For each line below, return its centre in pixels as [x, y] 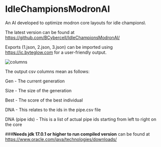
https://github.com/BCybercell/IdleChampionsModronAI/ [63, 37]
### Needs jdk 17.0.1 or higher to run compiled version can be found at [78, 134]
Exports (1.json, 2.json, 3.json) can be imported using [59, 47]
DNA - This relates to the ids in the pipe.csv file [53, 110]
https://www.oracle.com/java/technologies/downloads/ [61, 139]
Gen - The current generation [35, 81]
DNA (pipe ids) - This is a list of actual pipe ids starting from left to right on [81, 119]
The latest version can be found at [40, 32]
